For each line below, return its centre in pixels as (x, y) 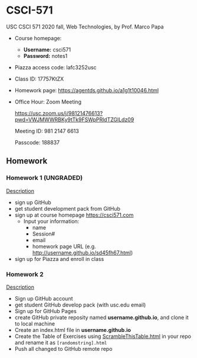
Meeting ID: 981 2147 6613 (47, 131)
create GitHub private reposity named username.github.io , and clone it (101, 317)
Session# (44, 234)
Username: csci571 (47, 49)
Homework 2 (25, 274)
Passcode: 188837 (37, 142)
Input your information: (51, 221)
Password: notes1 (45, 56)
